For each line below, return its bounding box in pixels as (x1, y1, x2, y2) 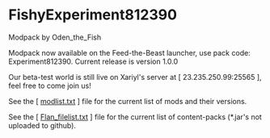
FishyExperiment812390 (8, 6, 178, 24)
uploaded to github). (8, 120, 77, 130)
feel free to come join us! (8, 81, 91, 90)
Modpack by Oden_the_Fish (8, 32, 102, 42)
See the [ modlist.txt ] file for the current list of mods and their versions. (8, 96, 247, 106)
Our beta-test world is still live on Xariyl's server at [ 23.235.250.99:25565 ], (8, 72, 262, 82)
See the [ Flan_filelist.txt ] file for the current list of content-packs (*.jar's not (8, 111, 263, 122)
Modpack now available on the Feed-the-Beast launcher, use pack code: (8, 48, 251, 57)
